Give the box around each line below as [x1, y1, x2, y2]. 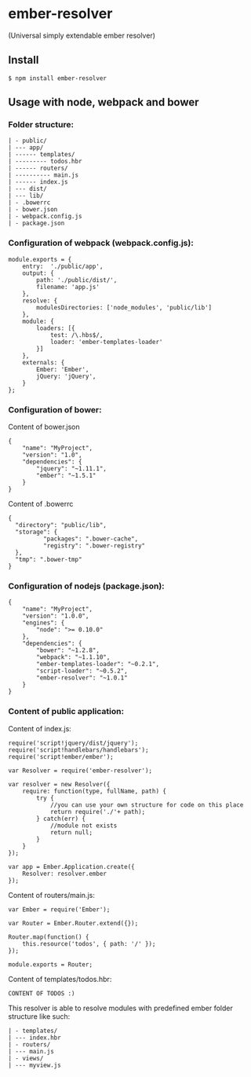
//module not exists [49, 822, 118, 830]
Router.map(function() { [8, 932, 89, 941]
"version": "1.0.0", [22, 612, 89, 621]
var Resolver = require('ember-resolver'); [8, 767, 153, 775]
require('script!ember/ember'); [8, 753, 114, 760]
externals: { [22, 358, 65, 366]
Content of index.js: [8, 723, 72, 733]
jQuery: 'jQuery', [36, 372, 96, 380]
